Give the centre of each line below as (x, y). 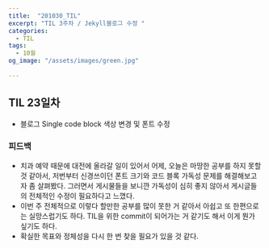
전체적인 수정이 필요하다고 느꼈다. (82, 196)
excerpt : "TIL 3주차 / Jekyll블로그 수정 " (77, 23)
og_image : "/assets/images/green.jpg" (74, 61)
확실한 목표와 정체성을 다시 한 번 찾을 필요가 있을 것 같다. (109, 236)
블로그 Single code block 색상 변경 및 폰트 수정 (95, 124)
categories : (28, 31)
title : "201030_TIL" (45, 16)
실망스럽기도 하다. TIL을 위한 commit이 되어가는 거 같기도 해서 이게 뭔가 (142, 216)
